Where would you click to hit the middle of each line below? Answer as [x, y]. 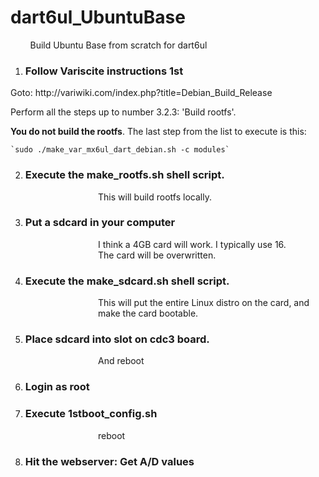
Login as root [57, 387]
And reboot [121, 361]
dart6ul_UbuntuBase [98, 17]
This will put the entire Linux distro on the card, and [204, 303]
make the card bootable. [148, 313]
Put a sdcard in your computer [100, 223]
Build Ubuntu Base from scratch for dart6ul [118, 45]
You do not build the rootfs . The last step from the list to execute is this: [158, 132]
